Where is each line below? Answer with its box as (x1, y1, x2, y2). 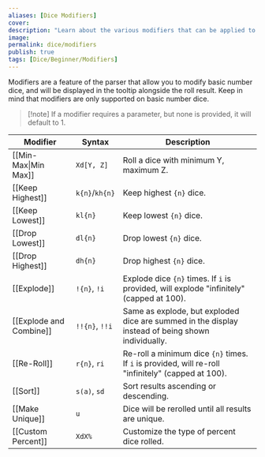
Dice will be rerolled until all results (122, 403, 252, 414)
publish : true (8, 48, 55, 56)
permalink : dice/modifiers (8, 41, 97, 49)
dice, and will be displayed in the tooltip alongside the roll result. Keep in (8, 85, 243, 95)
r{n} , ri (76, 358, 105, 369)
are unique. (122, 413, 165, 424)
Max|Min (12, 159, 45, 170)
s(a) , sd (76, 385, 105, 396)
